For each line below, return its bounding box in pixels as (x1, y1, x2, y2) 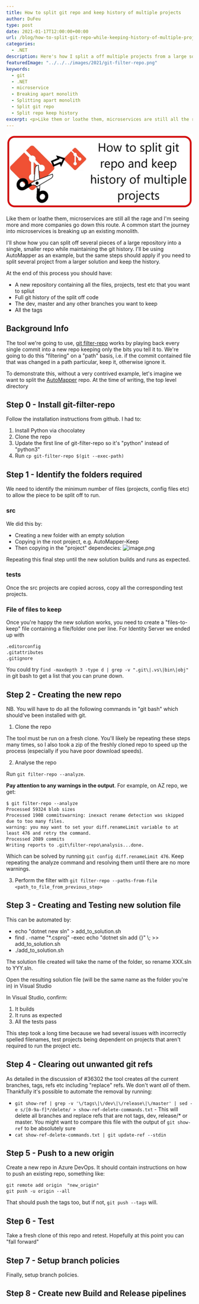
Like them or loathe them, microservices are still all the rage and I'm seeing (6, 215, 190, 222)
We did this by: (6, 520, 43, 527)
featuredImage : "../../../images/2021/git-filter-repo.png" (6, 59, 158, 65)
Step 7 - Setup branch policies (6, 1255, 120, 1265)
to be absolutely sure (24, 1124, 76, 1131)
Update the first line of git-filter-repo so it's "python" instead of (14, 440, 169, 447)
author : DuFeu (6, 15, 41, 22)
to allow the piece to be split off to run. (6, 491, 101, 499)
